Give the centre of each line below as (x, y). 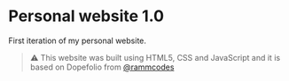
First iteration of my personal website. (78, 40)
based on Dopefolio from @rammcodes (102, 67)
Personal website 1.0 (86, 16)
